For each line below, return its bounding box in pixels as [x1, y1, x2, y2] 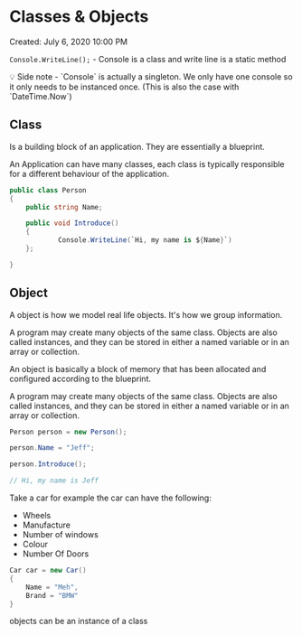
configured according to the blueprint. [9, 373, 152, 384]
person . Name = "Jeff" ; [9, 444, 95, 453]
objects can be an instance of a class [9, 616, 148, 627]
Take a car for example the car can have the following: [9, 492, 212, 503]
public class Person [9, 185, 88, 195]
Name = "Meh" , [25, 583, 79, 592]
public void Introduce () [25, 219, 119, 228]
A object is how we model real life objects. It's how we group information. [9, 309, 283, 320]
